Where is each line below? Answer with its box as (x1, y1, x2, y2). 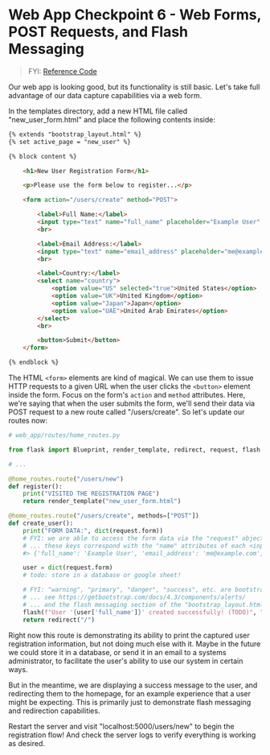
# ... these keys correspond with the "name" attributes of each (22, 542, 247, 550)
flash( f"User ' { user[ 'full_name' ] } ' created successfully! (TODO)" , (22, 608, 257, 617)
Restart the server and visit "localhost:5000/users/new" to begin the (8, 721, 235, 731)
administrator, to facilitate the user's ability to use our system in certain (8, 656, 243, 666)
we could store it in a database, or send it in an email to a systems (8, 647, 227, 657)
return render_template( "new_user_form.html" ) (22, 497, 182, 505)
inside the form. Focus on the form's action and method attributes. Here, (8, 390, 246, 400)
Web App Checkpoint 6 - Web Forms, (8, 6, 262, 24)
